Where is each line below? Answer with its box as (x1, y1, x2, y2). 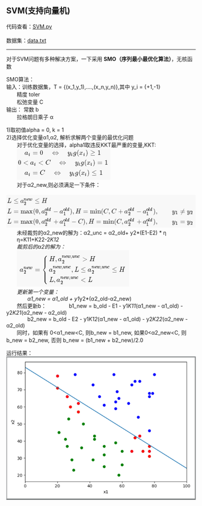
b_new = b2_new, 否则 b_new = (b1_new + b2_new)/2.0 (6, 337, 144, 344)
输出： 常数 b (6, 106, 39, 113)
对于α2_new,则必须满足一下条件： (17, 181, 101, 188)
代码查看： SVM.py (6, 23, 52, 30)
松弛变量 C (17, 98, 44, 106)
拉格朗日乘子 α (17, 113, 54, 121)
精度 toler (17, 90, 40, 98)
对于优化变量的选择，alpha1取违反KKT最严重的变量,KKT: (17, 141, 156, 148)
